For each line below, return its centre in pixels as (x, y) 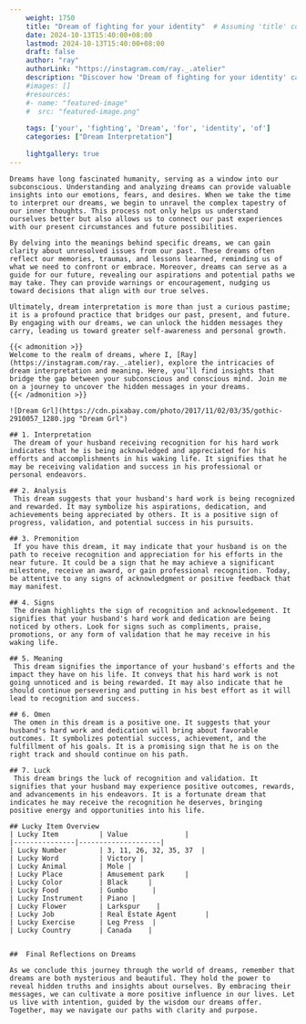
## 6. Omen (30, 714)
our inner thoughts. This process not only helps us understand (134, 211)
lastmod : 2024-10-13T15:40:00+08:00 (96, 43)
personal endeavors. (49, 475)
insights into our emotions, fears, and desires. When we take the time (150, 195)
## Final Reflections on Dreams (73, 954)
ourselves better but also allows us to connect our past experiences (146, 219)
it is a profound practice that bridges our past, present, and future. (150, 315)
